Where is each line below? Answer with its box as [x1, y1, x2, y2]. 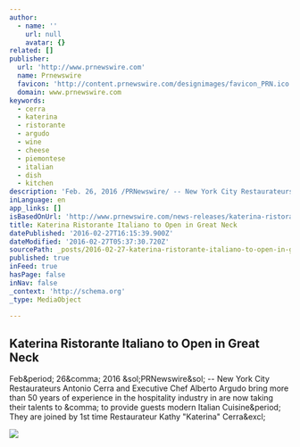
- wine [17, 137, 42, 146]
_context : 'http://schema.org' [9, 286, 126, 295]
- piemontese [17, 153, 66, 163]
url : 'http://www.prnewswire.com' [17, 63, 146, 72]
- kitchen [17, 179, 54, 188]
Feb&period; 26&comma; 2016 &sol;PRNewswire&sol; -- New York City [9, 374, 270, 385]
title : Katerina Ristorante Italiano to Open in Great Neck [9, 220, 238, 229]
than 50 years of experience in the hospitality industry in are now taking [9, 393, 274, 403]
